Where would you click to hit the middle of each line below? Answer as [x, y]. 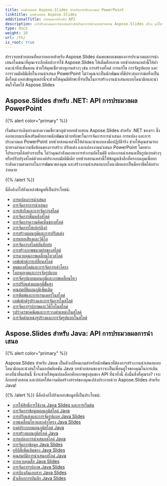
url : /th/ [15, 38]
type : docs [16, 28]
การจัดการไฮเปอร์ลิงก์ [30, 227]
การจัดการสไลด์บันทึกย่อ [32, 244]
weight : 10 [16, 33]
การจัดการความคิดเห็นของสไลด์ [38, 222]
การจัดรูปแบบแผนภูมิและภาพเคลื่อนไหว [45, 278]
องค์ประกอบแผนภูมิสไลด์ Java [38, 427]
